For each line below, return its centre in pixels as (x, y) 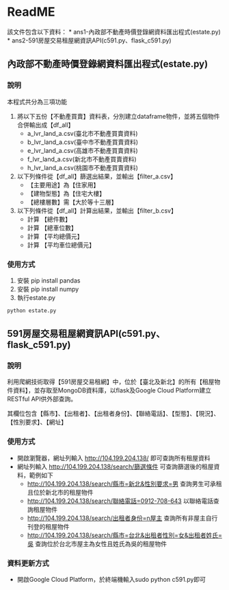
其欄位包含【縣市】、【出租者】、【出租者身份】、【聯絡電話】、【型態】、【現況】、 (113, 414)
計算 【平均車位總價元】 (61, 245)
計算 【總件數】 (49, 219)
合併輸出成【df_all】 (45, 125)
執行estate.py (36, 297)
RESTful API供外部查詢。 (42, 399)
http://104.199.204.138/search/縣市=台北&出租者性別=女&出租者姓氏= (124, 535)
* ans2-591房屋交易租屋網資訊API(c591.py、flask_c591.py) (90, 40)
